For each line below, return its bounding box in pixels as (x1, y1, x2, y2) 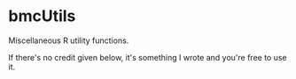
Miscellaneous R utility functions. (8, 35, 129, 46)
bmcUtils (8, 6, 76, 26)
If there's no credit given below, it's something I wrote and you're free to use (8, 52, 287, 62)
